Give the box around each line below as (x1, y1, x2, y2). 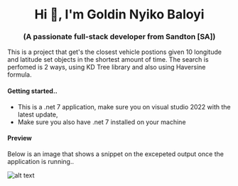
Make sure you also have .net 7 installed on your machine (17, 117, 186, 126)
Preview (7, 134, 32, 143)
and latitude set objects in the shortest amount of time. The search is (7, 55, 209, 64)
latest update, (17, 110, 58, 119)
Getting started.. (7, 87, 58, 95)
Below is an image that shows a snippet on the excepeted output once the (7, 149, 224, 158)
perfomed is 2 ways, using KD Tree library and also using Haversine (7, 63, 206, 72)
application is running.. (7, 157, 75, 165)
